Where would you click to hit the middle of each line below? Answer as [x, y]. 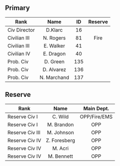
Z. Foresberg [60, 140]
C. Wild [60, 116]
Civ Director [21, 30]
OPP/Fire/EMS [96, 116]
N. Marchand [54, 77]
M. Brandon [60, 125]
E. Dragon [54, 54]
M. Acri [60, 148]
